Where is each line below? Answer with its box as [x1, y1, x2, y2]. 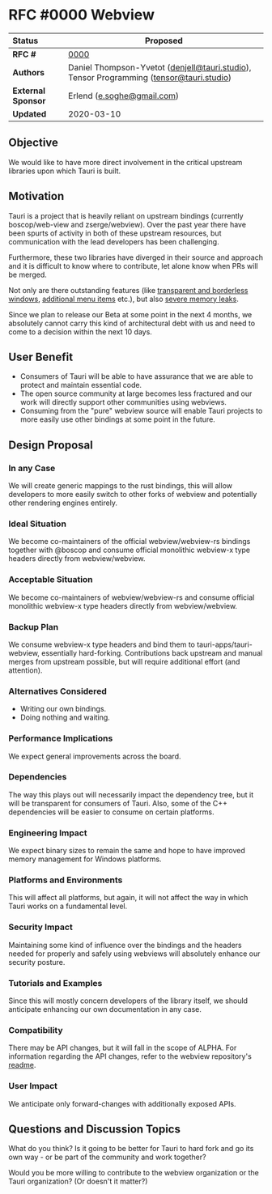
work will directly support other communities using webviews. [19, 397, 227, 407]
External [12, 85, 46, 96]
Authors [12, 66, 45, 78]
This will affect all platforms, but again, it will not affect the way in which [8, 893, 249, 903]
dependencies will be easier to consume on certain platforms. [8, 807, 215, 817]
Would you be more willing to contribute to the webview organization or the [8, 1168, 259, 1178]
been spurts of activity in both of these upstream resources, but [8, 228, 222, 238]
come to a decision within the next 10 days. [8, 326, 152, 337]
